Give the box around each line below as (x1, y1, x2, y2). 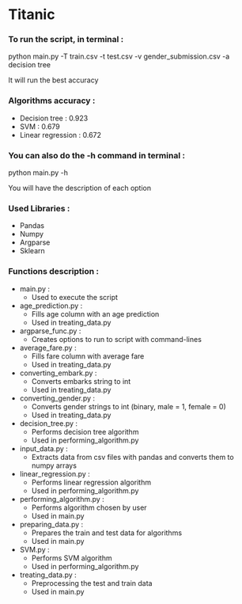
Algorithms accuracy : (8, 95, 96, 106)
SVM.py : (19, 545, 50, 554)
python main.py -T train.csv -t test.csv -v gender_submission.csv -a (8, 51, 230, 61)
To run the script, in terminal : (8, 34, 124, 45)
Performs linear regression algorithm (31, 477, 152, 487)
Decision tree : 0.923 (19, 113, 89, 123)
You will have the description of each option (8, 184, 152, 193)
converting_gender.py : (19, 393, 96, 403)
